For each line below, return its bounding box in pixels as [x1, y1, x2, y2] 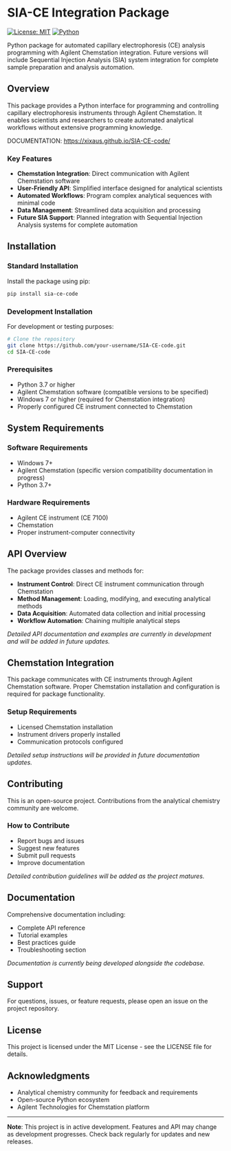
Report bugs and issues [16, 836, 85, 845]
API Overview [7, 548, 67, 560]
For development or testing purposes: [7, 322, 114, 330]
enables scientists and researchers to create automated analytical [7, 116, 194, 124]
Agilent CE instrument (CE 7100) [16, 513, 109, 522]
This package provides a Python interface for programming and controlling [7, 101, 219, 110]
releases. [7, 1137, 33, 1145]
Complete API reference [16, 924, 86, 932]
